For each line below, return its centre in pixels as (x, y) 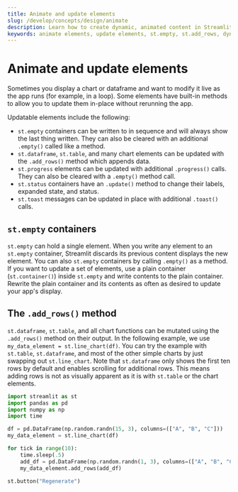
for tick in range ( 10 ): (42, 449)
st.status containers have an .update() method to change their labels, (121, 184)
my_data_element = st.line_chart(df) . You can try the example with (107, 346)
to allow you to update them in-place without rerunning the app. (100, 104)
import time (25, 416)
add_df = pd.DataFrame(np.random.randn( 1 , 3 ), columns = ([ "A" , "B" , (121, 461)
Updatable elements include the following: (69, 117)
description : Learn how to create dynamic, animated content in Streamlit (120, 27)
